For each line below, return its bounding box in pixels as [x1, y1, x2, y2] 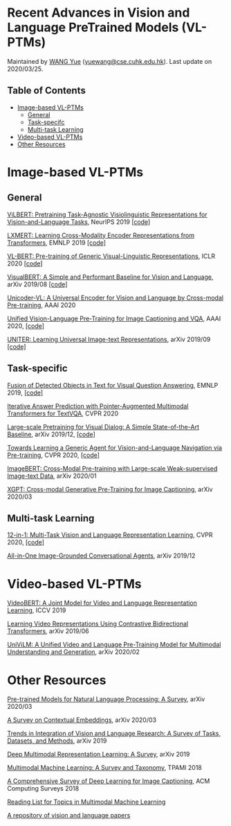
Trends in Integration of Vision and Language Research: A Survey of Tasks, [7, 730, 221, 738]
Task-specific [7, 363, 68, 375]
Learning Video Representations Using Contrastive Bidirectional [7, 619, 189, 628]
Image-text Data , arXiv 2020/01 [7, 472, 97, 480]
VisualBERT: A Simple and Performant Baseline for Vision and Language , [7, 273, 214, 281]
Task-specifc [27, 118, 65, 126]
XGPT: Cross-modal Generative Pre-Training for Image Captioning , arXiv [7, 485, 213, 493]
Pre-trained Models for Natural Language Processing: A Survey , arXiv [7, 695, 205, 703]
